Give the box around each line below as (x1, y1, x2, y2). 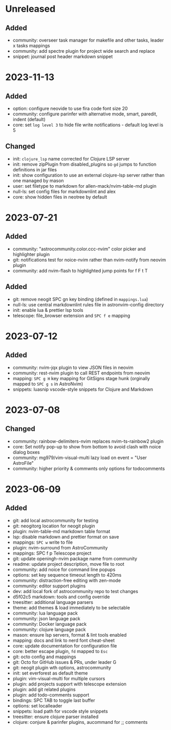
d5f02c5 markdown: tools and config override (12, 594, 110, 600)
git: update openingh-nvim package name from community (12, 555, 137, 562)
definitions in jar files (12, 166, 57, 172)
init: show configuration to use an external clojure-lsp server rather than (12, 172, 165, 178)
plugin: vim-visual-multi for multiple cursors (12, 675, 105, 681)
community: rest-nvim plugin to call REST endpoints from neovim (12, 370, 150, 376)
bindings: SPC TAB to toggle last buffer (12, 697, 96, 703)
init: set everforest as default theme (12, 670, 88, 676)
